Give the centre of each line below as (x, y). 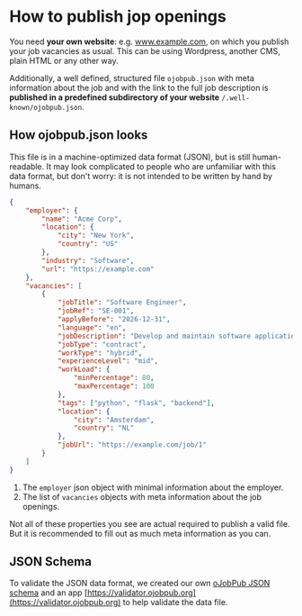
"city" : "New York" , (96, 236)
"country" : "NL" (104, 428)
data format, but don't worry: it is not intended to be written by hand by (141, 176)
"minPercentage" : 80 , (114, 378)
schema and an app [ (49, 593)
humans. (26, 186)
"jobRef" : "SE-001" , (96, 311)
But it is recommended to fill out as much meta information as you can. (140, 533)
